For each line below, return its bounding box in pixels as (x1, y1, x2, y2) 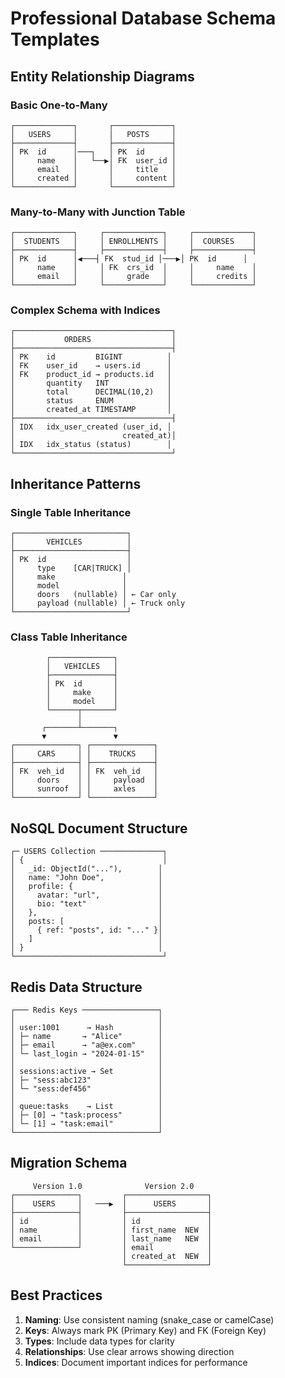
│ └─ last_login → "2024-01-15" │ (10, 1049, 163, 1059)
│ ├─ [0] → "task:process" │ (10, 1110, 163, 1121)
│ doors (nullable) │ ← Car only (10, 590, 177, 600)
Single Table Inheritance (10, 505, 132, 519)
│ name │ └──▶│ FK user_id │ (10, 155, 177, 166)
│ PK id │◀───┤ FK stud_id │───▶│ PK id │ (10, 254, 248, 264)
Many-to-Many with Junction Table (10, 205, 186, 219)
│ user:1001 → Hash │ (10, 1023, 163, 1033)
